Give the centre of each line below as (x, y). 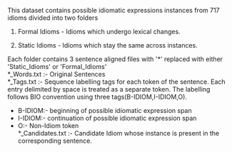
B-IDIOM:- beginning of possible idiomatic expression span (105, 110)
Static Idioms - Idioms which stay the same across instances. (107, 45)
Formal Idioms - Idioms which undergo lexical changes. (99, 32)
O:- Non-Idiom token (48, 126)
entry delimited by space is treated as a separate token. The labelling (109, 89)
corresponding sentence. (55, 141)
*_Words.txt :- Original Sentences (56, 74)
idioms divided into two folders (53, 18)
